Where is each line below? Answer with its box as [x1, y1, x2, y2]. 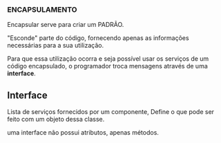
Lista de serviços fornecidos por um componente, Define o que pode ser [7, 108, 215, 116]
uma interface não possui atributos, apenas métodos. [7, 128, 159, 137]
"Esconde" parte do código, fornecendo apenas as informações [7, 34, 189, 42]
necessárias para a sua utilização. [7, 41, 104, 50]
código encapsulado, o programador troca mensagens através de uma [7, 62, 209, 70]
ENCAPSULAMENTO [7, 5, 77, 15]
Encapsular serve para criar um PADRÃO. [7, 21, 124, 29]
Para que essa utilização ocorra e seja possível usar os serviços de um [7, 55, 209, 63]
